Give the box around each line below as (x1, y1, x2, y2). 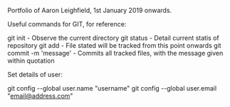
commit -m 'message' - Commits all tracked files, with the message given (7, 49, 224, 57)
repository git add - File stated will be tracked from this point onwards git (7, 41, 222, 49)
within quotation (7, 56, 55, 65)
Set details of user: (7, 71, 63, 78)
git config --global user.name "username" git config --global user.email (7, 84, 217, 92)
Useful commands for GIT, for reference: (7, 20, 127, 28)
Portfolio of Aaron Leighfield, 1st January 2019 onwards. (7, 6, 172, 14)
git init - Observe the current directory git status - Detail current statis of (7, 34, 219, 42)
